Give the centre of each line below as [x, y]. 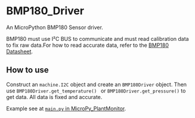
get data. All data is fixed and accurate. [54, 97]
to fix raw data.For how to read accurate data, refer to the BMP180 [87, 45]
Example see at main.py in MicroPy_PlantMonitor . [66, 109]
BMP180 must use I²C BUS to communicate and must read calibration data [97, 39]
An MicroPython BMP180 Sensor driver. [55, 27]
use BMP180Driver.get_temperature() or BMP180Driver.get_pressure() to [96, 91]
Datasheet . [20, 51]
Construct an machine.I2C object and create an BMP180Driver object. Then [96, 84]
